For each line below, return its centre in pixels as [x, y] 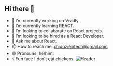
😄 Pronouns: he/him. [33, 53]
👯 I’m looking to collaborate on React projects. [57, 31]
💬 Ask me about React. [34, 41]
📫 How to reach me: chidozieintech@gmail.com [60, 46]
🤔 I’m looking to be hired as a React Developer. [58, 36]
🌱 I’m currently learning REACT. [43, 26]
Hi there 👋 [20, 9]
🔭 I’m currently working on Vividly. [46, 20]
